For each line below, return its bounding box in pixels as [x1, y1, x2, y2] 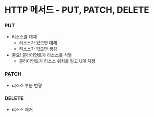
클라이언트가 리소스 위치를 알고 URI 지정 [19, 58, 96, 64]
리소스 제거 [11, 107, 33, 113]
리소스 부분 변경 [11, 82, 42, 88]
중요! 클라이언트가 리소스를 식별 [11, 52, 72, 58]
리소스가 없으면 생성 [19, 46, 57, 52]
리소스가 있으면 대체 [19, 40, 57, 46]
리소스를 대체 [11, 34, 37, 39]
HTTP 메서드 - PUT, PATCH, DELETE [4, 4, 150, 16]
